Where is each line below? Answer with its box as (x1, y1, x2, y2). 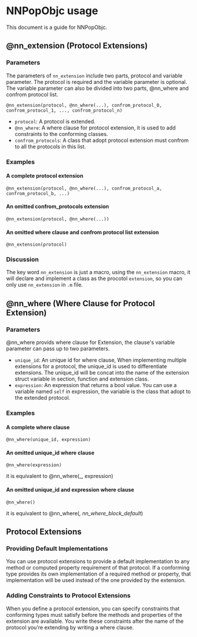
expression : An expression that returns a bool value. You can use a (14, 382, 177, 389)
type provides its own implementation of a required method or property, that (6, 570, 191, 577)
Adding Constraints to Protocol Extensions (6, 591, 131, 600)
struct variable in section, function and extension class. (14, 375, 149, 382)
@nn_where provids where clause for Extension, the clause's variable (6, 339, 175, 346)
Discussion (6, 255, 40, 264)
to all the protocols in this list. (14, 143, 87, 150)
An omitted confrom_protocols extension (6, 203, 109, 210)
